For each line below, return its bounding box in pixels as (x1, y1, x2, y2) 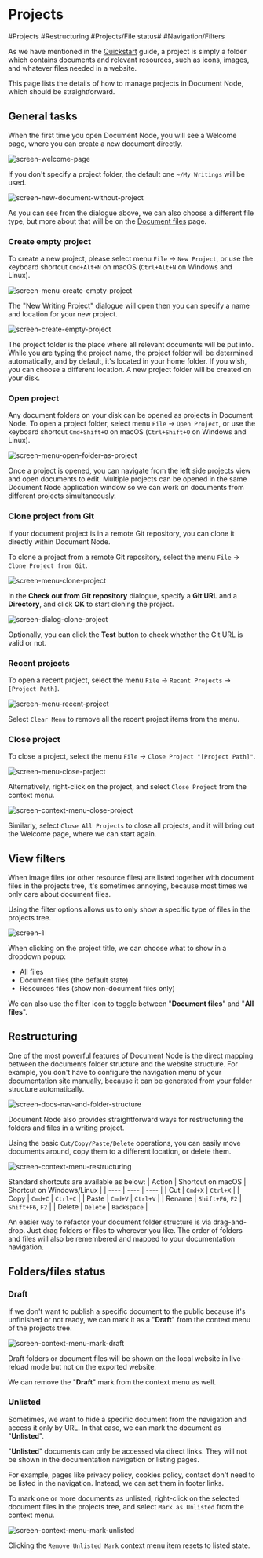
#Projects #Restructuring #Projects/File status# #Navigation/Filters (8, 31, 225, 41)
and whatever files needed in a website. (8, 63, 137, 72)
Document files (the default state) (19, 975, 129, 985)
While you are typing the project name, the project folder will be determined (8, 348, 254, 358)
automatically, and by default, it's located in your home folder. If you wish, (8, 357, 247, 366)
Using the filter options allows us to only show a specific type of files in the (8, 905, 251, 914)
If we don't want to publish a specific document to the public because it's (8, 1306, 246, 1316)
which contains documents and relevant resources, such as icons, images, (8, 55, 250, 64)
